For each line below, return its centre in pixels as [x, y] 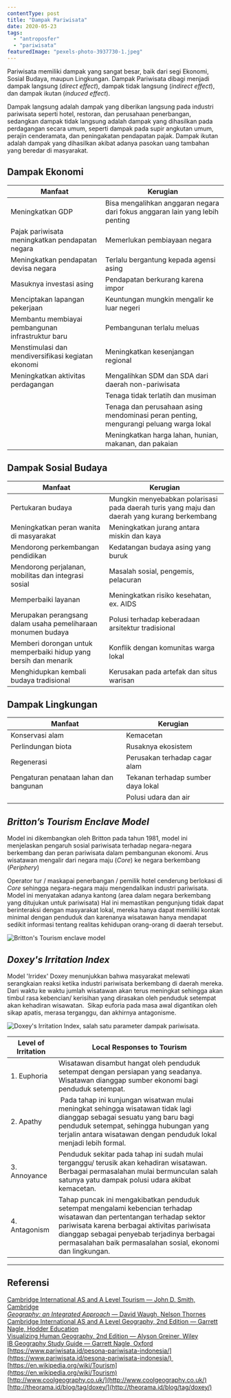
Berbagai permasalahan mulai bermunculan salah [138, 1171]
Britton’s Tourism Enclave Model [78, 822]
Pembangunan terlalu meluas [152, 327]
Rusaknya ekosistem [159, 746]
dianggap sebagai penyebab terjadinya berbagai [136, 1234]
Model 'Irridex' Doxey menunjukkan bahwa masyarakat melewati [99, 976]
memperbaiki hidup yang [51, 652]
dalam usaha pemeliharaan [54, 623]
